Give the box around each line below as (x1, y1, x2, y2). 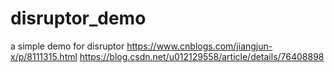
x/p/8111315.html (10, 50, 78, 62)
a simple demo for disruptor (10, 40, 125, 52)
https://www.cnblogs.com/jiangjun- (126, 40, 273, 52)
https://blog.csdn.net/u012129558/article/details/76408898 (79, 50, 325, 62)
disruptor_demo (10, 7, 147, 30)
